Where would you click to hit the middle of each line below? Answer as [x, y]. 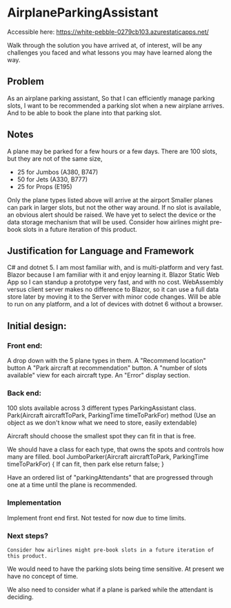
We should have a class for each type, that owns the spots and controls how [115, 449]
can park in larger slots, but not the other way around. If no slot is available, [114, 207]
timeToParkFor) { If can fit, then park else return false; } [86, 464]
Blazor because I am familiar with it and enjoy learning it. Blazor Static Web [113, 275]
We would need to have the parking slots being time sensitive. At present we [116, 569]
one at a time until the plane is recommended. [72, 485]
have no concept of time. [43, 576]
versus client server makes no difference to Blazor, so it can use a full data [113, 290]
